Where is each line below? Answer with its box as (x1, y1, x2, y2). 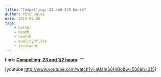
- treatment (14, 43, 38, 48)
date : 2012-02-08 (5, 16, 41, 21)
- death (14, 30, 29, 35)
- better (14, 25, 32, 30)
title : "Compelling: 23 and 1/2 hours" (5, 7, 87, 12)
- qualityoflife (14, 39, 47, 44)
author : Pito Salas (5, 12, 45, 17)
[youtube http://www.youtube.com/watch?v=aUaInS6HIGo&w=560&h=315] (5, 66, 157, 72)
